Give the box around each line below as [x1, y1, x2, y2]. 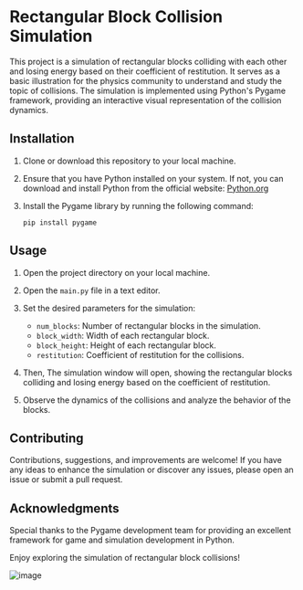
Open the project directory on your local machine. [22, 267, 211, 278]
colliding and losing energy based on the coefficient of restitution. [22, 376, 271, 387]
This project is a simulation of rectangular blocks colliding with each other [9, 56, 287, 67]
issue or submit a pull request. [9, 474, 123, 485]
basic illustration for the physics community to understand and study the [9, 75, 283, 86]
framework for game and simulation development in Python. [9, 534, 235, 545]
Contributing [9, 430, 84, 446]
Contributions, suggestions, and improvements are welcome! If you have [9, 455, 283, 466]
